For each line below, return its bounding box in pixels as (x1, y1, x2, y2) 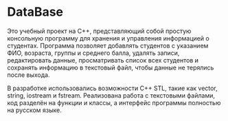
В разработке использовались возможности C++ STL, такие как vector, (7, 84, 218, 92)
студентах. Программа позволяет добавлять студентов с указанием (7, 41, 209, 49)
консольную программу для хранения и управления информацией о (7, 34, 209, 42)
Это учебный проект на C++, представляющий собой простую (7, 27, 192, 35)
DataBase (7, 4, 64, 20)
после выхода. (7, 70, 50, 79)
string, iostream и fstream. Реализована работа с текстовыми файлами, (7, 91, 215, 100)
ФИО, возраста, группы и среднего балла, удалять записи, (7, 49, 180, 57)
